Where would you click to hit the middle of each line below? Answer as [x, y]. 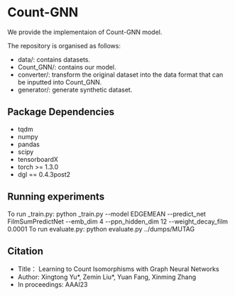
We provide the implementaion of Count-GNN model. [85, 32]
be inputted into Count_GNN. [60, 82]
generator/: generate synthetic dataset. [75, 89]
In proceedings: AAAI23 [53, 285]
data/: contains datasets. [54, 59]
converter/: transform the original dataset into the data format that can [120, 75]
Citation [26, 251]
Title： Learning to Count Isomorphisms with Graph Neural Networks [118, 269]
